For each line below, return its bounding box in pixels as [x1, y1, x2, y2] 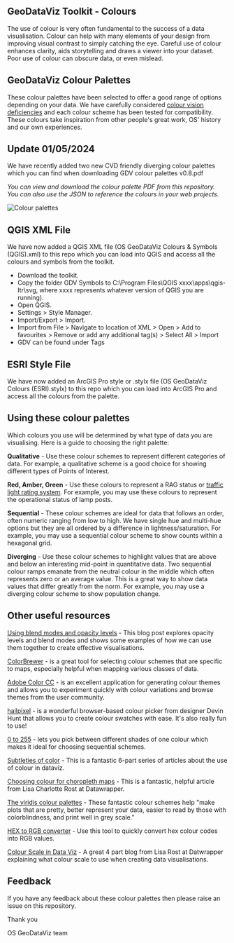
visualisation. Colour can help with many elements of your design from [7, 32, 210, 40]
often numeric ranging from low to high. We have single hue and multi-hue [7, 516, 221, 524]
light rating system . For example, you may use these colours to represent [7, 487, 217, 496]
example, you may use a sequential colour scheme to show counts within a [7, 531, 223, 539]
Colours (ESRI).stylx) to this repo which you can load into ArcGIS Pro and [7, 385, 217, 393]
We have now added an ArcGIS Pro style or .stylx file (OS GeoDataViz [7, 377, 207, 386]
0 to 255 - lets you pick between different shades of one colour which [7, 735, 208, 743]
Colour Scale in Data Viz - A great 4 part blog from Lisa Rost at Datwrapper [7, 848, 224, 856]
